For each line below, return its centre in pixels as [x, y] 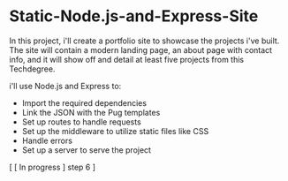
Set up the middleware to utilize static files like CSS [115, 131]
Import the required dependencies [84, 102]
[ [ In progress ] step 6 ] [52, 167]
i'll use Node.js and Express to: [65, 86]
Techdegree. [32, 69]
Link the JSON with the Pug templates [91, 112]
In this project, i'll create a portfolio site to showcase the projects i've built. [144, 41]
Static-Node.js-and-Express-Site [134, 16]
